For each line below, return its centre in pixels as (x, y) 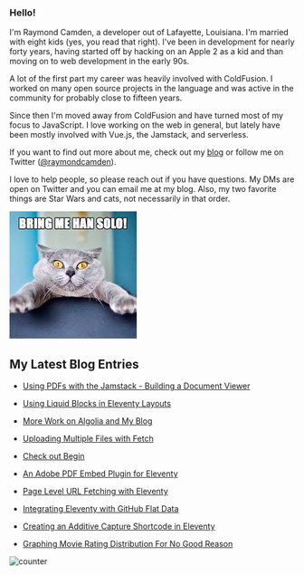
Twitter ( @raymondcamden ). (63, 162)
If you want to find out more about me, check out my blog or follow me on (147, 152)
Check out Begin (53, 456)
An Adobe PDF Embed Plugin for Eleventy (100, 474)
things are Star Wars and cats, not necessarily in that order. (120, 199)
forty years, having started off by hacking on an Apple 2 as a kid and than (147, 52)
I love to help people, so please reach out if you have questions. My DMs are (152, 179)
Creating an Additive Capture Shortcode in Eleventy (119, 526)
